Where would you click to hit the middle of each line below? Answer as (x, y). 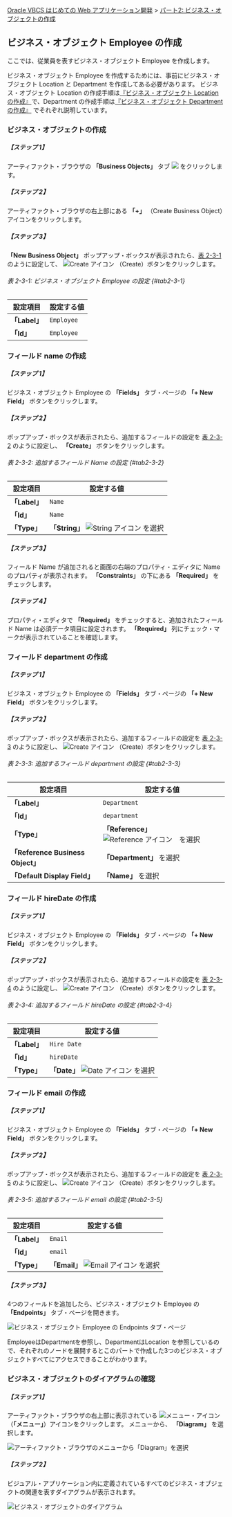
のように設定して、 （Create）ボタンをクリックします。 (113, 264)
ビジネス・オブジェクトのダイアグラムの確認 (81, 1379)
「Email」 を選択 (105, 1265)
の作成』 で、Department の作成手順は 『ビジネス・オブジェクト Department (115, 101)
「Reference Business (48, 852)
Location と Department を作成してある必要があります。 (119, 84)
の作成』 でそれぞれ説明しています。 (59, 110)
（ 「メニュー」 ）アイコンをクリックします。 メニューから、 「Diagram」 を (113, 1424)
